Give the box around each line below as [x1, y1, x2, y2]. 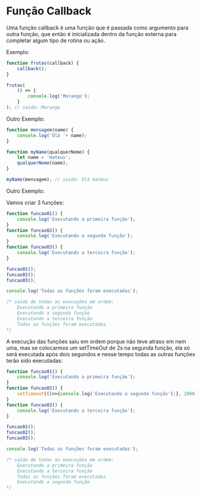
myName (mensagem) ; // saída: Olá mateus [6, 177, 109, 183]
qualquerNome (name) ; [17, 160, 69, 166]
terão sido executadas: [6, 357, 63, 364]
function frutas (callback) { [6, 60, 79, 66]
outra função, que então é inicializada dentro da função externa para [6, 30, 177, 37]
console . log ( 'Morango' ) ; [28, 93, 90, 100]
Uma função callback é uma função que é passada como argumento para [6, 24, 189, 31]
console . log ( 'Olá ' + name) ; [17, 132, 87, 139]
